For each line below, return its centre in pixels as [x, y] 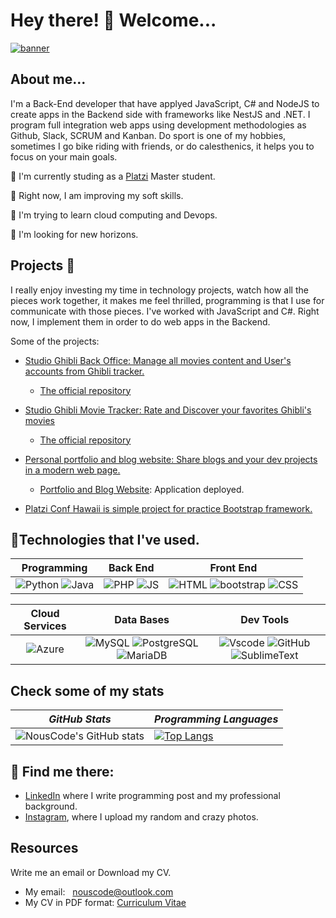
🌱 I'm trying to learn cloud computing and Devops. [114, 215]
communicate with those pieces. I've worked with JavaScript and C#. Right [165, 311]
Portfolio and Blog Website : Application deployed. [142, 489]
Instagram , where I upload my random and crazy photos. [141, 817]
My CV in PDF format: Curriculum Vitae [105, 902]
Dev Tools [265, 620]
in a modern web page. [72, 470]
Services [45, 626]
